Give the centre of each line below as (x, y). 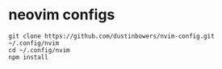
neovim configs (62, 15)
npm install (28, 57)
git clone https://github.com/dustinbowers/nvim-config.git (112, 36)
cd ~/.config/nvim (39, 50)
